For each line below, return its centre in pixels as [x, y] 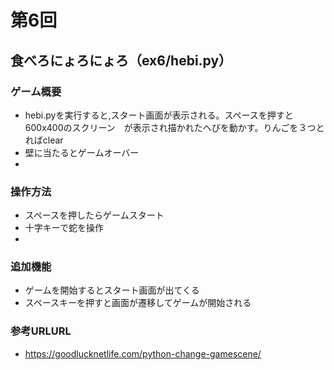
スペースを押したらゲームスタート [94, 215]
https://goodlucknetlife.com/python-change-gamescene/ [143, 353]
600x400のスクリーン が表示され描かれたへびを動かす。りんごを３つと [174, 127]
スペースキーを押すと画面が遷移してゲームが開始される [138, 303]
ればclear [44, 140]
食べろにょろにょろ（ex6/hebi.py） [121, 60]
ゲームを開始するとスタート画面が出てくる [112, 290]
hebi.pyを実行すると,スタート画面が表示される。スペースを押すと [159, 115]
